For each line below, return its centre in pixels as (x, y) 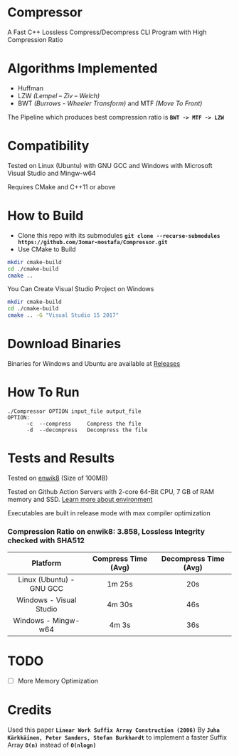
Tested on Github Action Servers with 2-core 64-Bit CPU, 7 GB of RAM (111, 491)
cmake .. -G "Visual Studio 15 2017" (63, 315)
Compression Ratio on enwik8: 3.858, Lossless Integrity (106, 531)
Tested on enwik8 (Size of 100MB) (58, 478)
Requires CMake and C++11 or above (62, 187)
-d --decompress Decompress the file (87, 430)
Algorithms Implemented (83, 69)
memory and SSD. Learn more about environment (80, 499)
